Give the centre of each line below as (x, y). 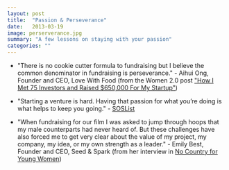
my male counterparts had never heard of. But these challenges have (116, 129)
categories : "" (29, 46)
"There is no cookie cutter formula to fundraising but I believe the (111, 66)
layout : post (26, 14)
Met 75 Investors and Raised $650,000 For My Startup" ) (97, 88)
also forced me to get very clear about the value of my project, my (112, 137)
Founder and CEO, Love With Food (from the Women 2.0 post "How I (115, 80)
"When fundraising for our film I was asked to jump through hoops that (118, 122)
